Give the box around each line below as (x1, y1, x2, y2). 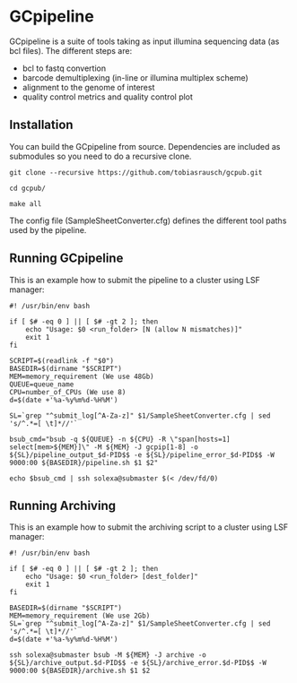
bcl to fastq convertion (22, 63, 106, 73)
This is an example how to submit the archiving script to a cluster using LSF (9, 522, 289, 532)
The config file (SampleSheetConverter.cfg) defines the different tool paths (9, 215, 287, 226)
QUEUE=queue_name (9, 379, 74, 389)
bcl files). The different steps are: (9, 45, 133, 56)
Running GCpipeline (9, 251, 124, 266)
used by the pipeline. (9, 224, 87, 235)
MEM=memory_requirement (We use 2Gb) (9, 611, 151, 620)
